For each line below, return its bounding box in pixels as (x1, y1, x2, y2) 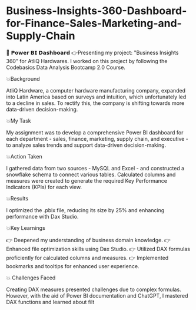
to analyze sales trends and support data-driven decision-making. (6, 141, 167, 149)
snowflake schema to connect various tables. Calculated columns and (6, 171, 176, 178)
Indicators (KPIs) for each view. (6, 183, 82, 190)
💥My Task (6, 117, 31, 124)
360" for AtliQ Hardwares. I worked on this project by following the (6, 57, 168, 64)
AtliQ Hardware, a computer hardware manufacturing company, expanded (6, 87, 186, 94)
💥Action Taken (6, 153, 42, 160)
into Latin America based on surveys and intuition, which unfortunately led (6, 93, 187, 100)
